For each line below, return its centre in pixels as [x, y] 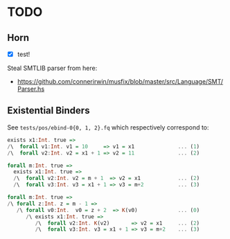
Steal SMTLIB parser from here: [52, 68]
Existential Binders [48, 110]
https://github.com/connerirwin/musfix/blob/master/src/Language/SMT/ [120, 82]
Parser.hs [31, 89]
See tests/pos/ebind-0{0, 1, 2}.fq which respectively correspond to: [108, 127]
